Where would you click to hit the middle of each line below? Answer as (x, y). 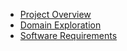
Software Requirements (68, 35)
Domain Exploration (60, 25)
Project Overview (55, 14)
